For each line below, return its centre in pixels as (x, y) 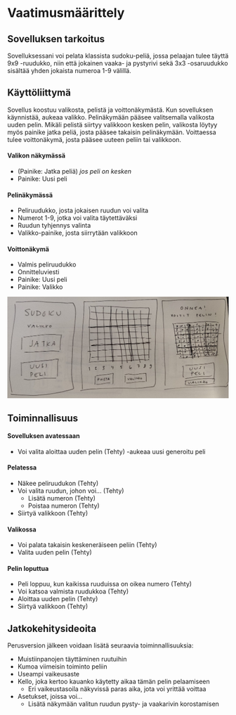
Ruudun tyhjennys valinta (54, 226)
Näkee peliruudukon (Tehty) (58, 484)
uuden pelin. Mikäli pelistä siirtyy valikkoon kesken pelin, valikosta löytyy (112, 124)
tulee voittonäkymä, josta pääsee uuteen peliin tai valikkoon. (94, 139)
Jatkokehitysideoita (52, 628)
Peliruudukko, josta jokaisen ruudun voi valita (83, 211)
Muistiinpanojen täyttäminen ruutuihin (72, 659)
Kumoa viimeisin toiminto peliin (62, 666)
